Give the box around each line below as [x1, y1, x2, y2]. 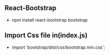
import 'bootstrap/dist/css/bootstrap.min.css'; [11, 44, 105, 50]
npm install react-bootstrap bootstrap [11, 17, 88, 23]
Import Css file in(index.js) [4, 31, 88, 40]
